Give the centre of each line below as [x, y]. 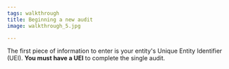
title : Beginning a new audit [50, 20]
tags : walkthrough [33, 13]
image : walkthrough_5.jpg [44, 26]
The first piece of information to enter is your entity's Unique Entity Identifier [114, 51]
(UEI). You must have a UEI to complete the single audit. [86, 58]
